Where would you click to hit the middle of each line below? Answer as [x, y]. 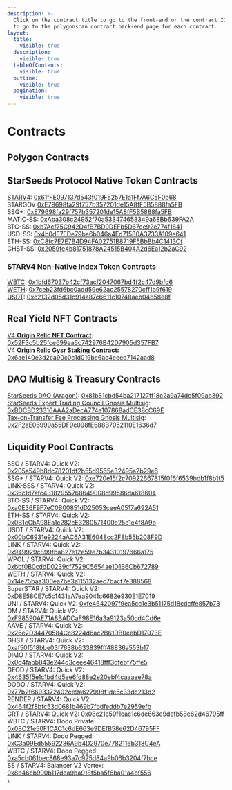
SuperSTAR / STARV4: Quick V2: [54, 589]
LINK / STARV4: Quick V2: [44, 545]
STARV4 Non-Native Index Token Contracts [82, 267]
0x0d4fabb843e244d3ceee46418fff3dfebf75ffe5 [77, 662]
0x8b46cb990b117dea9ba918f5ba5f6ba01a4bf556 [79, 773]
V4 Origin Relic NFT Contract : [50, 335]
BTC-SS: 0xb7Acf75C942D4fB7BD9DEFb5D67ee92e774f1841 [95, 227]
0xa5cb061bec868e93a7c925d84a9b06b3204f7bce [82, 758]
